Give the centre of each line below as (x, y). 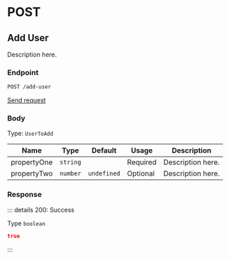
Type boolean (26, 223)
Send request (27, 100)
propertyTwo (32, 173)
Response (24, 194)
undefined (104, 174)
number (70, 174)
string (70, 162)
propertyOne (32, 162)
